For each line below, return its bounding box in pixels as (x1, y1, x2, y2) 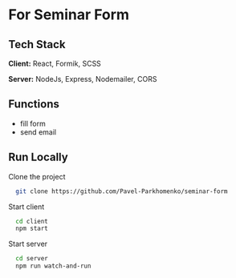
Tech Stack (8, 38, 66, 51)
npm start (15, 224, 48, 233)
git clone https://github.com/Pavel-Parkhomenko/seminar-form (15, 187, 228, 195)
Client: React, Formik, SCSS (8, 58, 102, 68)
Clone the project (8, 171, 66, 181)
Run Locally (8, 151, 68, 164)
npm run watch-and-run (15, 262, 92, 270)
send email (19, 127, 57, 137)
